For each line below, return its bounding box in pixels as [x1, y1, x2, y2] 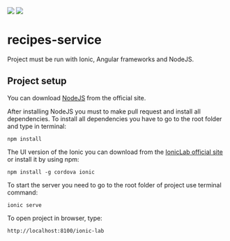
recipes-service [7, 32, 102, 48]
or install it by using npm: [7, 155, 79, 163]
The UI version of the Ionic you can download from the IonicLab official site [7, 148, 223, 156]
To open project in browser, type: [7, 214, 102, 222]
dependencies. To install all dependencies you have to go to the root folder [7, 114, 222, 123]
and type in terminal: [7, 122, 66, 130]
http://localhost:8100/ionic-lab [7, 227, 105, 234]
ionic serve [7, 201, 42, 208]
